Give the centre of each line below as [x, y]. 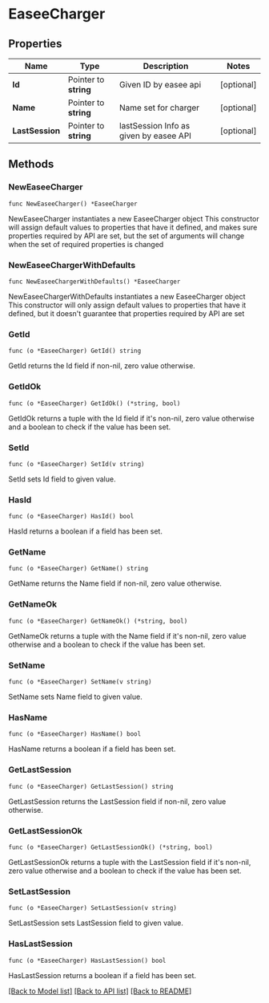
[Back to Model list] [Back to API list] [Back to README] [100, 991]
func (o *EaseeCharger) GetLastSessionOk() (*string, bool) [111, 847]
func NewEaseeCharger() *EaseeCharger [73, 204]
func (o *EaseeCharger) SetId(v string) [77, 464]
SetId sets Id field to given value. [62, 479]
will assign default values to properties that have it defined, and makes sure [133, 227]
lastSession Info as [155, 126]
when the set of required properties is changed [86, 244]
